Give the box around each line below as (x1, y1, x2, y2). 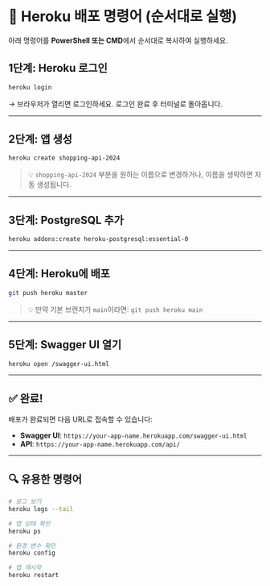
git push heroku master (8, 289, 88, 297)
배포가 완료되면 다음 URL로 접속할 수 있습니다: (8, 414, 153, 424)
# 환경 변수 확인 (8, 542, 56, 550)
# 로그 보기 (8, 497, 42, 505)
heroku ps (8, 527, 42, 535)
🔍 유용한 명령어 (8, 472, 83, 486)
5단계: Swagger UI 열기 (8, 338, 122, 351)
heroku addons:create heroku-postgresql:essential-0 (8, 235, 189, 243)
